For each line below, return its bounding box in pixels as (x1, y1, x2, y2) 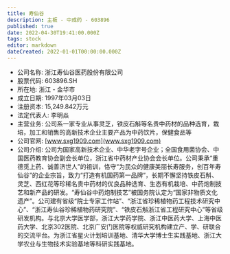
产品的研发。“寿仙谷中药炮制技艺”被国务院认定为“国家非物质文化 (35, 188, 218, 196)
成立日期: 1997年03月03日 (16, 93, 91, 102)
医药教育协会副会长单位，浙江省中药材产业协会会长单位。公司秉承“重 (23, 154, 218, 162)
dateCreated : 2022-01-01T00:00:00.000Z (7, 49, 122, 56)
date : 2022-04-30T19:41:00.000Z (7, 29, 100, 36)
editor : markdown (7, 42, 57, 49)
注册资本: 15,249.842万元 (16, 102, 89, 111)
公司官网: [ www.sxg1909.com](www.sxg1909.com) (16, 137, 161, 145)
